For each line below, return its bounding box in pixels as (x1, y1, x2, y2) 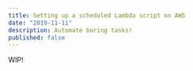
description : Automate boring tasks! (8, 26, 133, 34)
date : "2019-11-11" (8, 19, 73, 27)
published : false (8, 33, 66, 42)
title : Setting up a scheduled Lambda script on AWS (8, 11, 186, 20)
